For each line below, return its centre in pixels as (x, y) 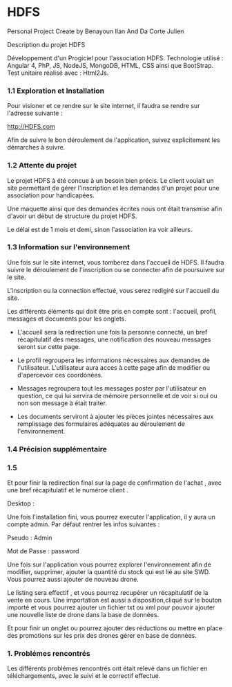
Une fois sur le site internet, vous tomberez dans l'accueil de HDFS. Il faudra (116, 262)
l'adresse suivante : (35, 113)
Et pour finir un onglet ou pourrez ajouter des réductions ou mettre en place (115, 628)
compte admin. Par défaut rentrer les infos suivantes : (84, 524)
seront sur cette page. (49, 346)
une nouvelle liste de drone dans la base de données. (83, 615)
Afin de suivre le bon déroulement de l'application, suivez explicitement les (114, 140)
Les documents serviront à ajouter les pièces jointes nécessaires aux (115, 416)
